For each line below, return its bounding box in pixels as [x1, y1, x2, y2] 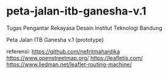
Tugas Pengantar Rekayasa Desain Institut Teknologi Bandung [6, 24, 163, 32]
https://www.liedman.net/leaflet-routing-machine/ [6, 61, 133, 68]
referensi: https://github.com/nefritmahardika [6, 47, 120, 55]
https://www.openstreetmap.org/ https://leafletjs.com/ [6, 54, 143, 61]
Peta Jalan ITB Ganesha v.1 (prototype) [6, 36, 104, 43]
